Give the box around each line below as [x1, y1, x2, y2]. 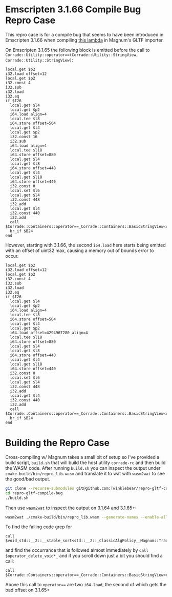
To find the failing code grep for [5, 524, 73, 530]
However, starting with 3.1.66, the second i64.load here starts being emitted [5, 242, 166, 248]
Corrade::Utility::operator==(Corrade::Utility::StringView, [5, 52, 139, 57]
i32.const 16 [10, 134, 38, 139]
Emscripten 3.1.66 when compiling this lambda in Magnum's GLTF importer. [5, 37, 164, 43]
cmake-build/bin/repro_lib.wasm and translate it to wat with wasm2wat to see [5, 470, 165, 476]
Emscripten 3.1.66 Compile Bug [5, 4, 141, 15]
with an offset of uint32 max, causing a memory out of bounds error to [5, 247, 154, 254]
